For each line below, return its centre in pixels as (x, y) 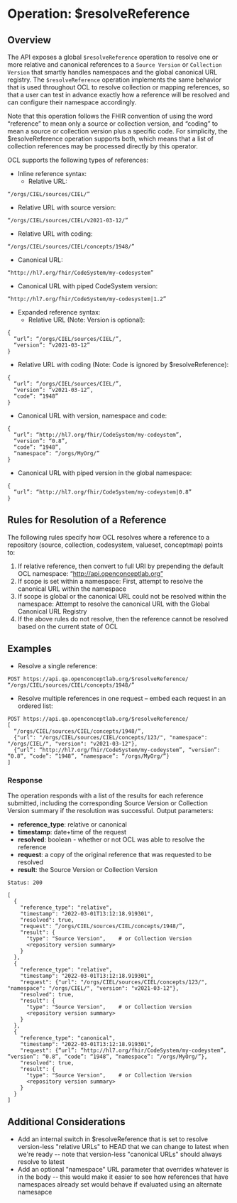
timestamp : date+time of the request (72, 832)
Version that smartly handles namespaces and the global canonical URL (112, 72)
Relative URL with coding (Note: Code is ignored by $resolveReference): (123, 365)
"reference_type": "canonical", (68, 1038)
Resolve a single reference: (57, 665)
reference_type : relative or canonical (72, 824)
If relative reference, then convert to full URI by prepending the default (120, 566)
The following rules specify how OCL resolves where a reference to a (109, 537)
